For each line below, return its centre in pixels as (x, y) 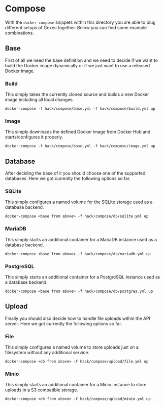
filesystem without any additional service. (47, 353)
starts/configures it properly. (34, 137)
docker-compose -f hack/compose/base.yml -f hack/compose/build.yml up (80, 109)
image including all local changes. (39, 100)
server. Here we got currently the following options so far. (64, 323)
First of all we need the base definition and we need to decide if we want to (82, 60)
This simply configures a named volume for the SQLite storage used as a (79, 202)
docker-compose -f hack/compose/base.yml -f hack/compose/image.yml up (80, 146)
